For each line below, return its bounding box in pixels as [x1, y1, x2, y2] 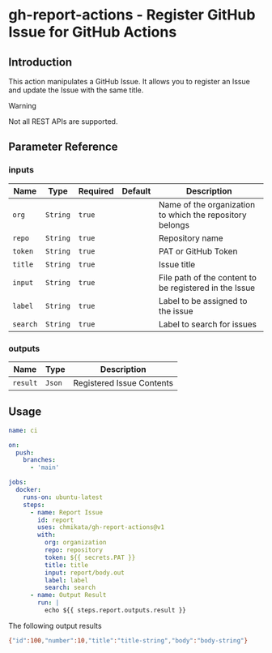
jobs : [8, 478, 27, 487]
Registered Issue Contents [73, 377, 174, 388]
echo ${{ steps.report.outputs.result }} [44, 606, 186, 615]
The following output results [8, 621, 103, 630]
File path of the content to [159, 271, 257, 283]
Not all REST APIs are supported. [8, 117, 118, 126]
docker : [15, 486, 42, 494]
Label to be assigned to [159, 295, 248, 306]
